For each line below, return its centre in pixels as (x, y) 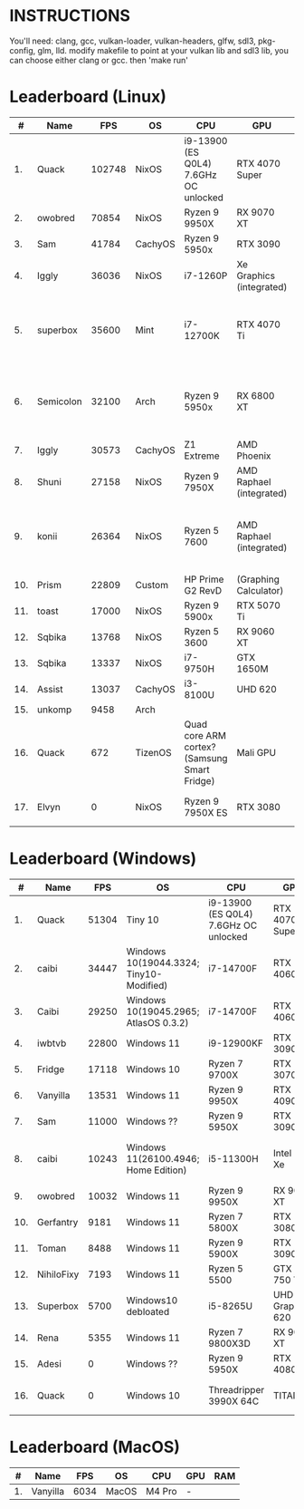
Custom (152, 585)
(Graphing (258, 579)
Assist (50, 689)
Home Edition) (157, 1170)
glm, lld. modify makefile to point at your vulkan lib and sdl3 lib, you (163, 50)
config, (23, 50)
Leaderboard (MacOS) (95, 1447)
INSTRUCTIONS (70, 16)
